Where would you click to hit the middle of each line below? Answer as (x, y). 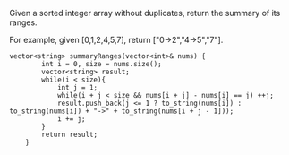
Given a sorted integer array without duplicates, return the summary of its (145, 13)
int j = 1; (77, 88)
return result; (70, 134)
